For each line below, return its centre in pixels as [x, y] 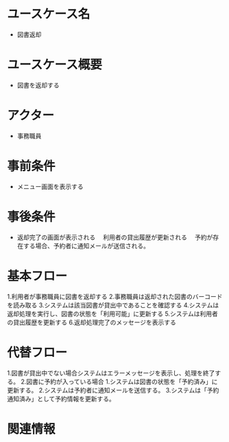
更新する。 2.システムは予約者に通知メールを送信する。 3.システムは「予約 [113, 390]
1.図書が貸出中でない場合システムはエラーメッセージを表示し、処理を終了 [111, 373]
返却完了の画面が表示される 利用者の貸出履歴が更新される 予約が [115, 237]
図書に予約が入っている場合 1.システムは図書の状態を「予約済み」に [122, 382]
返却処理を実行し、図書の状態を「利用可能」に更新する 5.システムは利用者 [112, 313]
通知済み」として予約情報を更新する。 [61, 399]
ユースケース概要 [55, 65]
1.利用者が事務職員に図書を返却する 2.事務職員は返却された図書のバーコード [115, 296]
